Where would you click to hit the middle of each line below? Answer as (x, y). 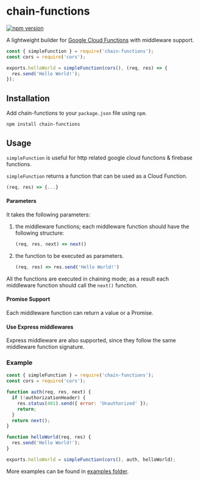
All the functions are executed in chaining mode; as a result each (88, 279)
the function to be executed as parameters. (69, 255)
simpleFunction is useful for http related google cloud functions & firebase (99, 158)
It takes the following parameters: (48, 215)
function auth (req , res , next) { (49, 392)
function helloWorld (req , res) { (49, 437)
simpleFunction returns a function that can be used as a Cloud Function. (97, 176)
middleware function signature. (45, 347)
